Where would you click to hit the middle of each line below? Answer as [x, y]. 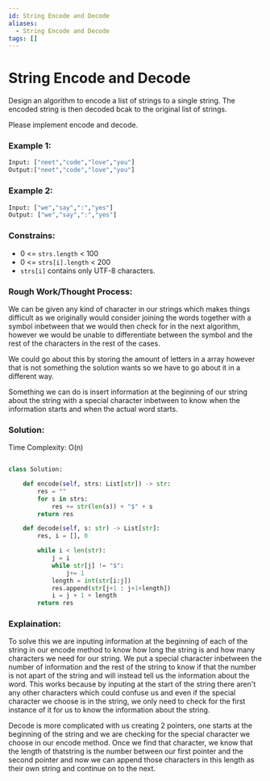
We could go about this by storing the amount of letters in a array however [132, 359]
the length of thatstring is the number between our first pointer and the [126, 751]
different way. [31, 376]
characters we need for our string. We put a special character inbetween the [135, 658]
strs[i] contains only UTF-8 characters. [87, 271]
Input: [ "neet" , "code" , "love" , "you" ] [72, 162]
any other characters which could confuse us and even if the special [122, 693]
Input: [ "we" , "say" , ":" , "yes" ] [61, 208]
